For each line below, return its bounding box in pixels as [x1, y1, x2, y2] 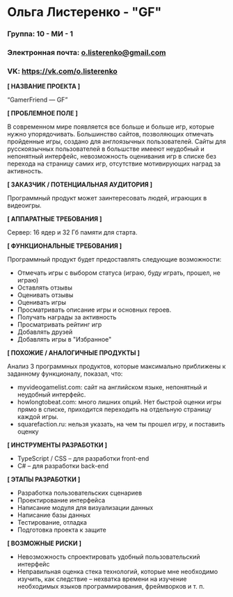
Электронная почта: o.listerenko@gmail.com [7, 48, 166, 58]
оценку [17, 427, 40, 436]
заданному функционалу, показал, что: [7, 369, 123, 378]
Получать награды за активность [17, 313, 117, 321]
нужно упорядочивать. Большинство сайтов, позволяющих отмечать [7, 130, 214, 138]
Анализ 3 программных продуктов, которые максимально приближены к [7, 363, 226, 371]
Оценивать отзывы [17, 291, 74, 299]
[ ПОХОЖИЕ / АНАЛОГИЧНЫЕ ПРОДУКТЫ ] [7, 349, 140, 357]
